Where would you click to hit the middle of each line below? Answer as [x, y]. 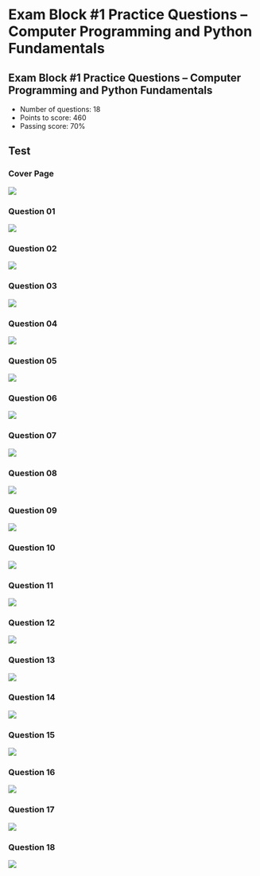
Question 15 [32, 735]
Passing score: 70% [52, 126]
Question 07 [33, 436]
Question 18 [32, 847]
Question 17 [31, 810]
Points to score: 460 [53, 118]
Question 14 [32, 697]
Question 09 [33, 510]
